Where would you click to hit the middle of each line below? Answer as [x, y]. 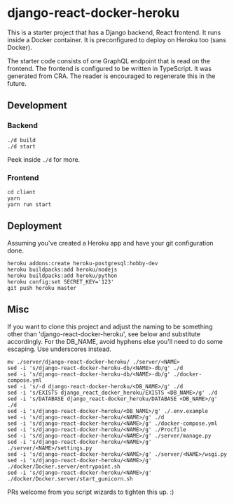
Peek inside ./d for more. [44, 159]
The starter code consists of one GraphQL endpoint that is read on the [109, 61]
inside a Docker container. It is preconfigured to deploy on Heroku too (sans [117, 39]
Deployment [35, 226]
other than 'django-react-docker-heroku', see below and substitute [104, 334]
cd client [22, 192]
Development [37, 106]
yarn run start [29, 204]
